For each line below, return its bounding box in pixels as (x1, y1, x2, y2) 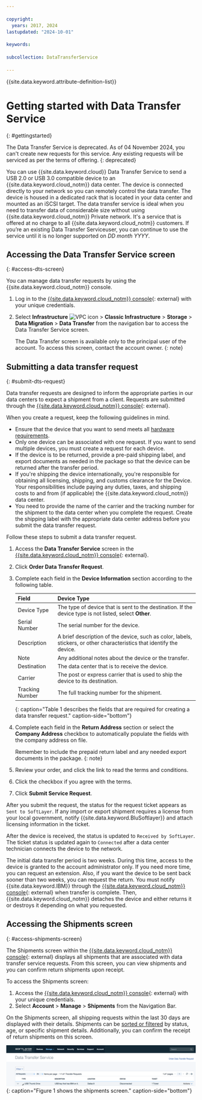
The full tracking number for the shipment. (57, 689, 162, 696)
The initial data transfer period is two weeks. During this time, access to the (6, 856, 194, 864)
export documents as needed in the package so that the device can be (14, 458, 191, 465)
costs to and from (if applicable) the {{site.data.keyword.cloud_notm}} (14, 490, 189, 497)
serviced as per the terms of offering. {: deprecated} (6, 156, 136, 163)
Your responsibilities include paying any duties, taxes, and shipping (14, 483, 182, 491)
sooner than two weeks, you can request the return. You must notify (6, 876, 176, 883)
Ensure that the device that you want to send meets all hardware (14, 426, 175, 433)
